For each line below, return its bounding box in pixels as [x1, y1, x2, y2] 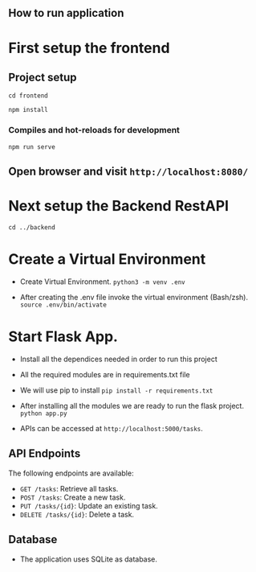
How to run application [8, 6, 124, 20]
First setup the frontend [8, 39, 170, 57]
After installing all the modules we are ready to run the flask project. [19, 401, 245, 410]
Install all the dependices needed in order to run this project [19, 354, 218, 364]
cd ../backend [8, 224, 56, 232]
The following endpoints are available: [8, 468, 134, 478]
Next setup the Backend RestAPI [8, 197, 230, 216]
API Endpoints [8, 446, 81, 461]
